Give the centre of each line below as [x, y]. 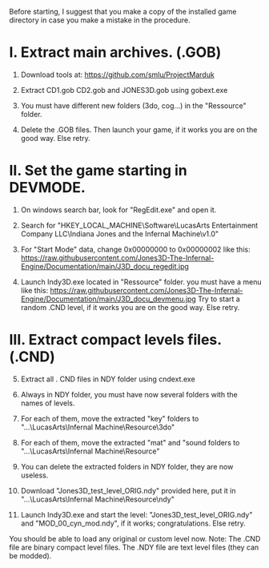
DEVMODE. [48, 188]
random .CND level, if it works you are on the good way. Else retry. [130, 307]
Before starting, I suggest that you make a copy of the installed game [123, 12]
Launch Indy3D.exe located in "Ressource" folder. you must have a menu [141, 282]
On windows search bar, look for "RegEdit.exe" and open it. [118, 209]
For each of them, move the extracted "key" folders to [110, 418]
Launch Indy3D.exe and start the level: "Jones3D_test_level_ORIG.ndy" [137, 514]
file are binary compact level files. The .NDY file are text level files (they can [134, 547]
